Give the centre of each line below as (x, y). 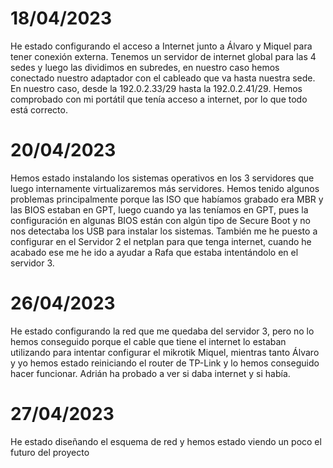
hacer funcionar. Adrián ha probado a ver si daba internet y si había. (150, 373)
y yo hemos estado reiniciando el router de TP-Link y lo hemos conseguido (165, 363)
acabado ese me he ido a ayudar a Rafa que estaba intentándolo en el (154, 252)
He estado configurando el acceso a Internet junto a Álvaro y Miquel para (161, 46)
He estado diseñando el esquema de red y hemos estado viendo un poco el (166, 441)
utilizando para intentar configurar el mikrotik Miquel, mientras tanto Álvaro (165, 352)
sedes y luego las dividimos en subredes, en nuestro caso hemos (145, 67)
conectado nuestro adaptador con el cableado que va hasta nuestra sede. (163, 78)
